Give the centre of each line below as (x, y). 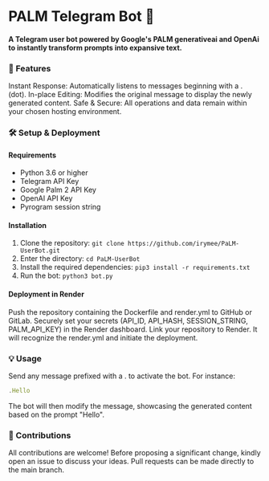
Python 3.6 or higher (54, 173)
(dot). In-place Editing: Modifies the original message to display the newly (130, 95)
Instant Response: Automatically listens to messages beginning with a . (126, 86)
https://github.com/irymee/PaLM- (183, 244)
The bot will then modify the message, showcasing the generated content (130, 406)
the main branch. (36, 470)
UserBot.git (40, 251)
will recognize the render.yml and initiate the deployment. (103, 337)
